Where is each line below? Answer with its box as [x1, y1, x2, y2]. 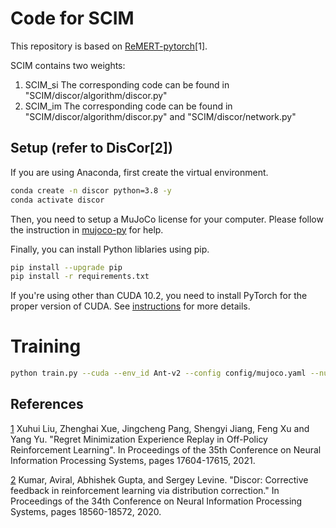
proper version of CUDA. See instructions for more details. [10, 300, 251, 312]
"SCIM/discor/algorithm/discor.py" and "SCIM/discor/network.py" [24, 110, 297, 122]
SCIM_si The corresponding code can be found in [24, 78, 230, 91]
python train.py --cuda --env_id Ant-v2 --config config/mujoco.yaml [10, 368, 307, 379]
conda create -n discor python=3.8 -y [10, 185, 172, 196]
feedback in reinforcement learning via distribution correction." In [10, 484, 280, 496]
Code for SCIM [10, 7, 135, 30]
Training [10, 335, 82, 358]
